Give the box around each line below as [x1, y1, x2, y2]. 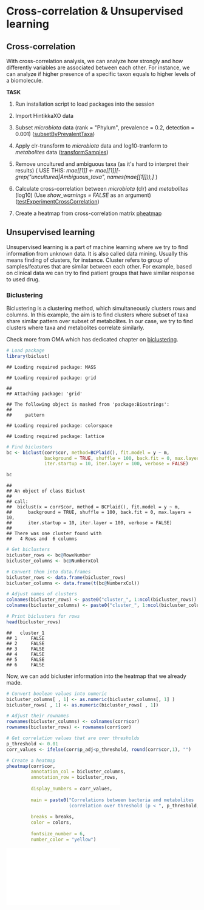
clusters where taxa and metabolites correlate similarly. [6, 324, 144, 332]
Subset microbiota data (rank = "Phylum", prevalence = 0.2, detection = [15, 124, 195, 131]
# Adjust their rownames [6, 713, 69, 719]
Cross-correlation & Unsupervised [6, 4, 183, 18]
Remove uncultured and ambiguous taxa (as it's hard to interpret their [15, 160, 189, 168]
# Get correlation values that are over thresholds [6, 735, 140, 742]
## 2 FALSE [6, 640, 45, 646]
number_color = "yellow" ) [30, 836, 97, 843]
